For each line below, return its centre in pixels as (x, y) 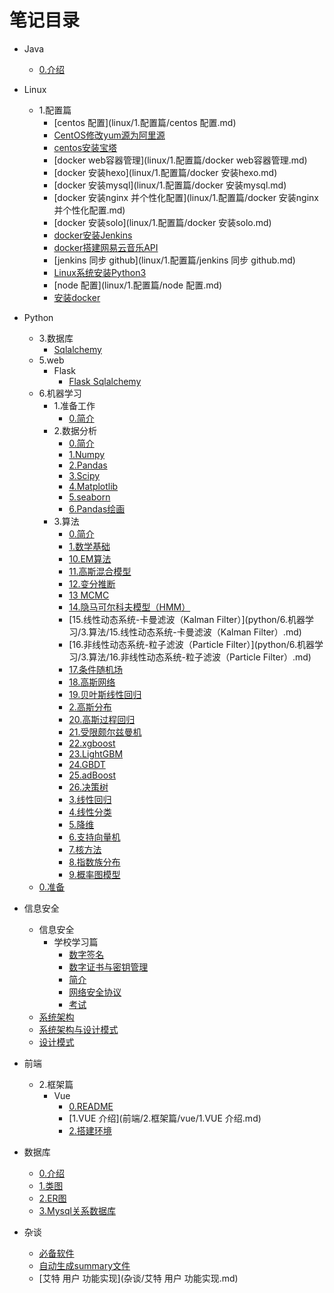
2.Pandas (88, 465)
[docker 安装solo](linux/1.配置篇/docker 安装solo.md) (162, 222)
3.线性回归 (90, 799)
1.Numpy (87, 454)
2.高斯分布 (90, 707)
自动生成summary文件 (84, 1265)
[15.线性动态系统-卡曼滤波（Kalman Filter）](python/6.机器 (187, 619)
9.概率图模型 (94, 874)
